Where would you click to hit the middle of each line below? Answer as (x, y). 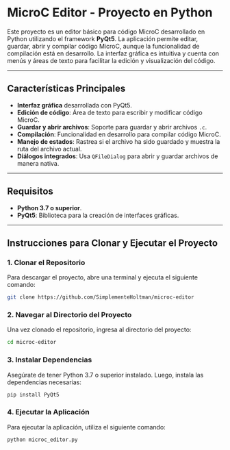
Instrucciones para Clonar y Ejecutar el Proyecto (112, 243)
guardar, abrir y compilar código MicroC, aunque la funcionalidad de (103, 46)
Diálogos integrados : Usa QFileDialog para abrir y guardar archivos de (117, 156)
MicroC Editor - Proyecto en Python (110, 13)
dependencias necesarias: (44, 382)
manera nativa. (38, 163)
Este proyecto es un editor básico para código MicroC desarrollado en (106, 32)
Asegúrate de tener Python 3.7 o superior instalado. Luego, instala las (105, 375)
